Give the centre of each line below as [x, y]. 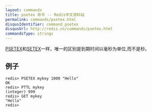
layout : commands [24, 10]
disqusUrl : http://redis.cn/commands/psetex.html [59, 29]
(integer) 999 [20, 92]
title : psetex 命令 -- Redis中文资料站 [45, 15]
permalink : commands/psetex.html [41, 19]
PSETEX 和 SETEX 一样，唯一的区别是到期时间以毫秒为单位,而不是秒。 [77, 49]
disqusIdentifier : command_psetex [42, 24]
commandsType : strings [29, 34]
